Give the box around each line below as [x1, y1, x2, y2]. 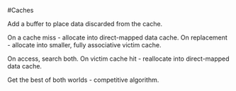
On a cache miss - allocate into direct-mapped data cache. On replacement [7, 33, 228, 42]
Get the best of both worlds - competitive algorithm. [7, 75, 159, 84]
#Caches [7, 6, 34, 14]
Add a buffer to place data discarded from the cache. [7, 20, 163, 28]
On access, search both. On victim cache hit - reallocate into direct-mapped [7, 54, 230, 63]
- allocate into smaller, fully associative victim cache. [7, 41, 162, 49]
